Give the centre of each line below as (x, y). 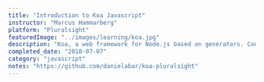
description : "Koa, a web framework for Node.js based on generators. (126, 45)
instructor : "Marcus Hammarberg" (63, 23)
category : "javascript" (47, 59)
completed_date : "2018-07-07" (58, 52)
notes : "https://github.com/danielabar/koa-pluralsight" (103, 66)
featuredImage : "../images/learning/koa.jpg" (84, 37)
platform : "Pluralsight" (49, 30)
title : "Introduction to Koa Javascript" (77, 15)
